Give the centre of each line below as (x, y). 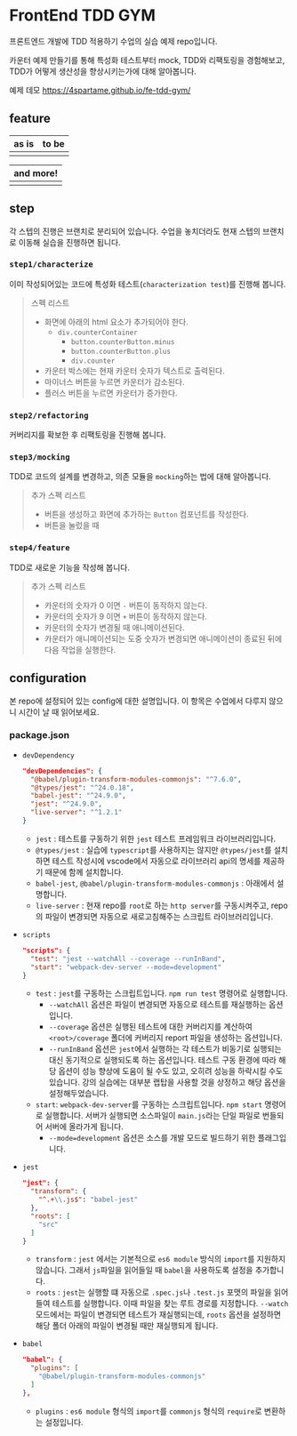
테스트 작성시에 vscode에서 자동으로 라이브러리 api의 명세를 (157, 861)
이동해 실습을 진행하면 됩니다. (70, 242)
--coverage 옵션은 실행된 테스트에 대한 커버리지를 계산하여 (151, 1027)
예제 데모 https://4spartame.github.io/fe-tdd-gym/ (100, 90)
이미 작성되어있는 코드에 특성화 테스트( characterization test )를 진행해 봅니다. (148, 284)
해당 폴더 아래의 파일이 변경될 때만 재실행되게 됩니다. (127, 1326)
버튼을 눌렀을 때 (72, 525)
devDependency (48, 755)
